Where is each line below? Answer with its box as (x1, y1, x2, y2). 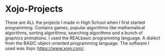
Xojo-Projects (5, 3, 63, 15)
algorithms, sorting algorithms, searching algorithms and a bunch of (5, 30, 143, 36)
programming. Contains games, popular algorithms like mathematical (5, 24, 145, 30)
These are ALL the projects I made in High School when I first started (5, 19, 145, 25)
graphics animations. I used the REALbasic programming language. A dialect (5, 35, 161, 41)
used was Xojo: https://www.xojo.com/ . (5, 45, 85, 51)
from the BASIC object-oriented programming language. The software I (5, 40, 149, 46)
